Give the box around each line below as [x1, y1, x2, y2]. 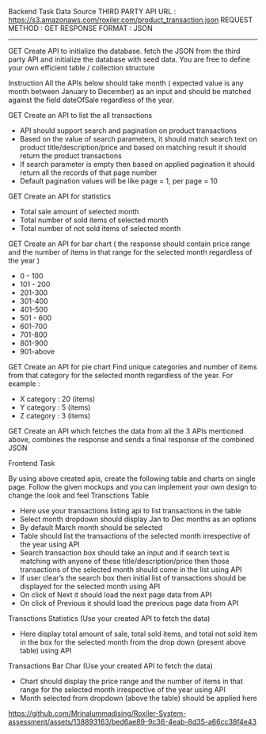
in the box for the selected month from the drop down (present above [19, 638, 247, 647]
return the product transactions [19, 151, 123, 161]
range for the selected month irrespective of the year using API [19, 685, 226, 694]
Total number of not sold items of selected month [19, 224, 181, 233]
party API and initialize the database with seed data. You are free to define [8, 55, 251, 64]
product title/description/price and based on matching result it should [19, 142, 247, 152]
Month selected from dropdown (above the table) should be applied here [19, 694, 257, 702]
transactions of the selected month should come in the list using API [19, 565, 242, 574]
